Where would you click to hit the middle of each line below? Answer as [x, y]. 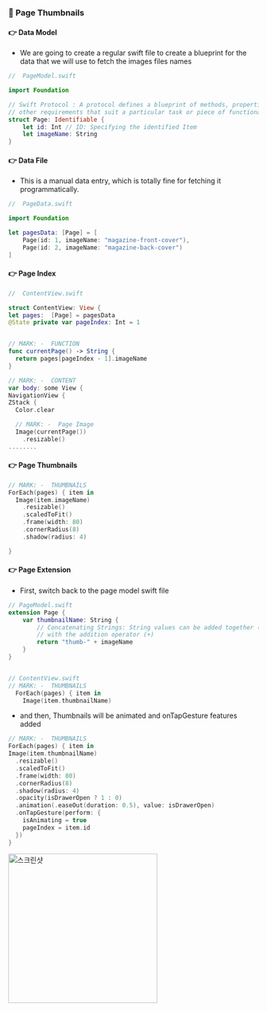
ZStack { [23, 403]
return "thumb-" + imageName [85, 642]
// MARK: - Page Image [54, 425]
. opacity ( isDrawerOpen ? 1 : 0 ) [69, 798]
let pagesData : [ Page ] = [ [53, 233]
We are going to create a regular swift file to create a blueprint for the [133, 53]
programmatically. [49, 190]
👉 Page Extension [40, 570]
